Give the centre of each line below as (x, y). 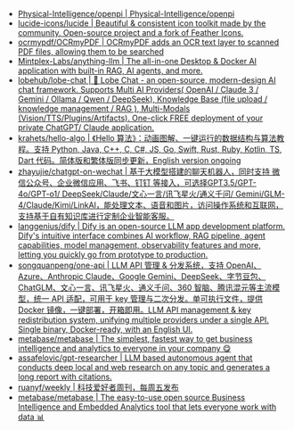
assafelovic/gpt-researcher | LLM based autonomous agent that (135, 358)
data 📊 (31, 417)
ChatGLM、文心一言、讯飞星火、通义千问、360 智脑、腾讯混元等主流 (145, 287)
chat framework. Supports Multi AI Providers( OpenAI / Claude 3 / (138, 90)
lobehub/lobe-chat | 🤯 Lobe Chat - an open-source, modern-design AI (147, 80)
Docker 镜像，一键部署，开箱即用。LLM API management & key (135, 310)
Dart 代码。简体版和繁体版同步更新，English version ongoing (129, 160)
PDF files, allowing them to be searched (91, 52)
